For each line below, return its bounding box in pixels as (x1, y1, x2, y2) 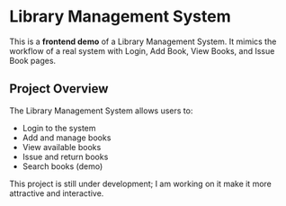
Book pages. (9, 55, 57, 66)
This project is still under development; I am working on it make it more (9, 178, 272, 189)
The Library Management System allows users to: (9, 105, 193, 116)
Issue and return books (22, 151, 109, 162)
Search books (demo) (22, 160, 103, 172)
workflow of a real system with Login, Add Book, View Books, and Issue (9, 45, 275, 56)
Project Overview (9, 81, 109, 96)
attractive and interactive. (9, 187, 104, 199)
